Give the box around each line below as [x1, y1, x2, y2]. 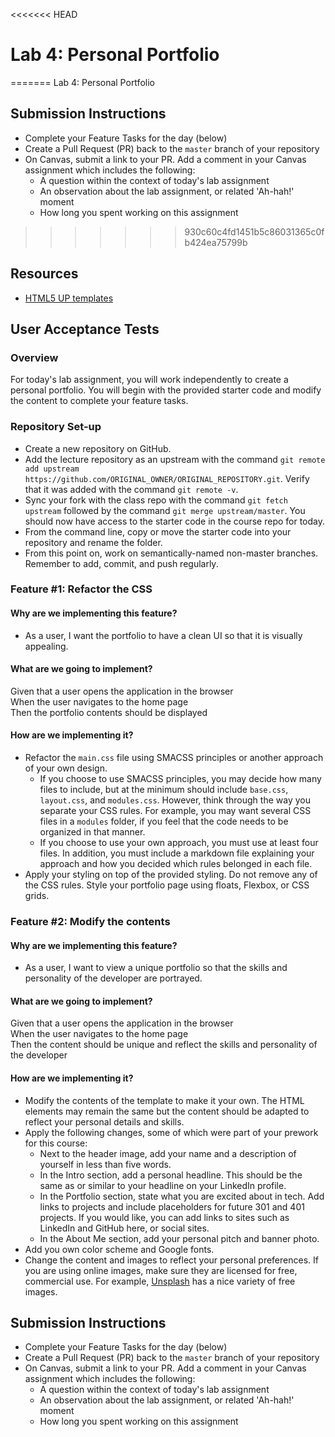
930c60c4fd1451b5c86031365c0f [184, 225, 325, 238]
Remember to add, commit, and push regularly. [24, 557, 219, 569]
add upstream [24, 464, 80, 474]
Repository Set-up [10, 420, 102, 434]
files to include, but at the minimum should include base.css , [39, 784, 289, 796]
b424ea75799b [184, 236, 248, 248]
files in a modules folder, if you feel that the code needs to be [39, 815, 289, 828]
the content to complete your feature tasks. [10, 395, 189, 407]
